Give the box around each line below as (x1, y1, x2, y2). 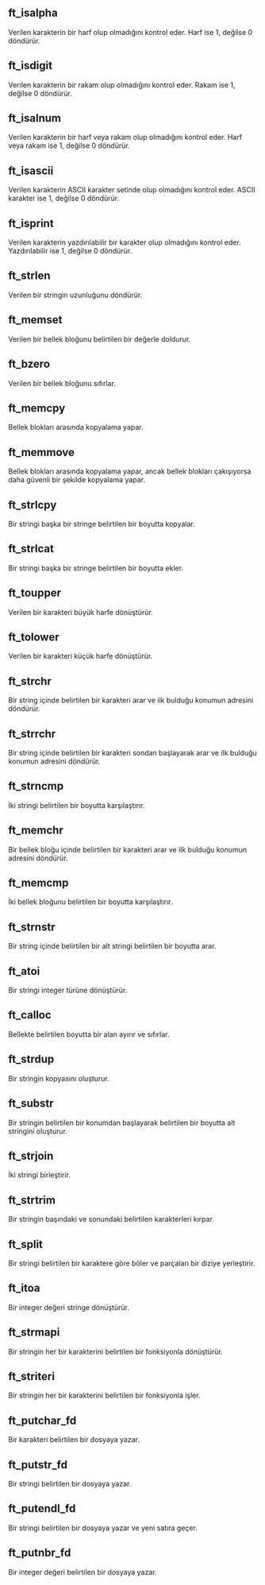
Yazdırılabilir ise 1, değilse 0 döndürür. (8, 246, 132, 256)
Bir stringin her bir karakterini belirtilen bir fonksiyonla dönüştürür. (8, 1347, 224, 1356)
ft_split (8, 1237, 44, 1251)
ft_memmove (8, 445, 75, 459)
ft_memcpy (8, 401, 66, 415)
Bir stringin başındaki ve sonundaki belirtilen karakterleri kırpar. (8, 1215, 214, 1224)
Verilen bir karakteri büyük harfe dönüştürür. (8, 607, 153, 617)
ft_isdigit (8, 59, 53, 72)
